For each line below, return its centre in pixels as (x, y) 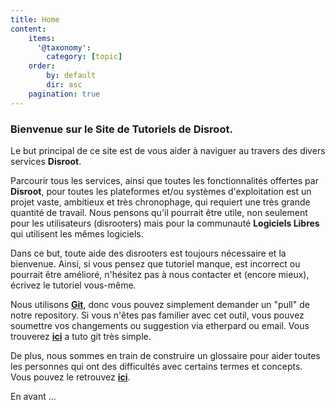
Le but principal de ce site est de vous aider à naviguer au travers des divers (168, 150)
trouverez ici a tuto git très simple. (81, 336)
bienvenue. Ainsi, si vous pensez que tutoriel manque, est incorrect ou (155, 263)
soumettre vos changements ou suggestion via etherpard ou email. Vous (160, 325)
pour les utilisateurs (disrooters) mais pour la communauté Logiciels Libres (165, 223)
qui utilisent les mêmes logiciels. (77, 233)
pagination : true (64, 94)
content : (28, 29)
